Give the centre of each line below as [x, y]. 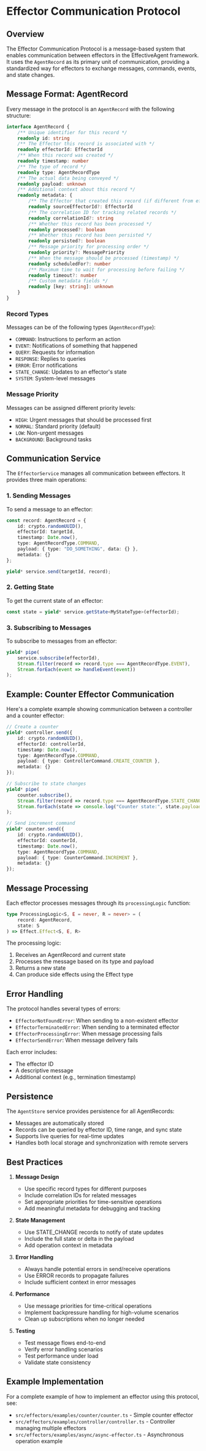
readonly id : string [44, 138]
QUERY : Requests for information [55, 352]
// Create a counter [33, 727]
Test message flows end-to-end [65, 1343]
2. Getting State [30, 587]
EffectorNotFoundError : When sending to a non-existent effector [97, 1021]
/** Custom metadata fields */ [68, 281]
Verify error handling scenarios [63, 1349]
